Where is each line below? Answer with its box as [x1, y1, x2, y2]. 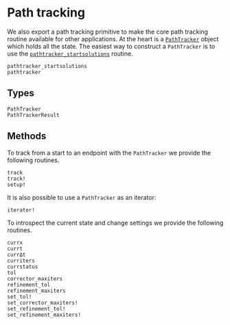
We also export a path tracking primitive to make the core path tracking [7, 27, 208, 36]
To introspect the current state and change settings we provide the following [7, 218, 224, 227]
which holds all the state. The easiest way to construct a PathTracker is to [7, 42, 216, 50]
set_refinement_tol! [7, 305, 67, 312]
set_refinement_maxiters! [7, 311, 81, 318]
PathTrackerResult [7, 111, 60, 118]
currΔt [7, 251, 26, 258]
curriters [7, 257, 36, 264]
